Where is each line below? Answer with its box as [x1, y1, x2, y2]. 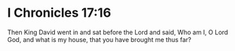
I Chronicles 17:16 [7, 5, 111, 21]
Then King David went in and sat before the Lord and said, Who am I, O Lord [7, 28, 229, 36]
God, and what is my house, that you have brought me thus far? [7, 35, 192, 43]
